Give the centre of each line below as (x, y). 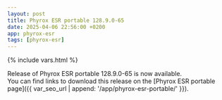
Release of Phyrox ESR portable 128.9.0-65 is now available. (94, 74)
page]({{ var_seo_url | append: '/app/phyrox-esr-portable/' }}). (98, 89)
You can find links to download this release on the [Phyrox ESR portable (111, 81)
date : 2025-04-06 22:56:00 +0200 (56, 27)
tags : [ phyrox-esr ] (36, 40)
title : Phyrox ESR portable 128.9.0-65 (66, 20)
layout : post (26, 14)
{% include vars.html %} (43, 60)
